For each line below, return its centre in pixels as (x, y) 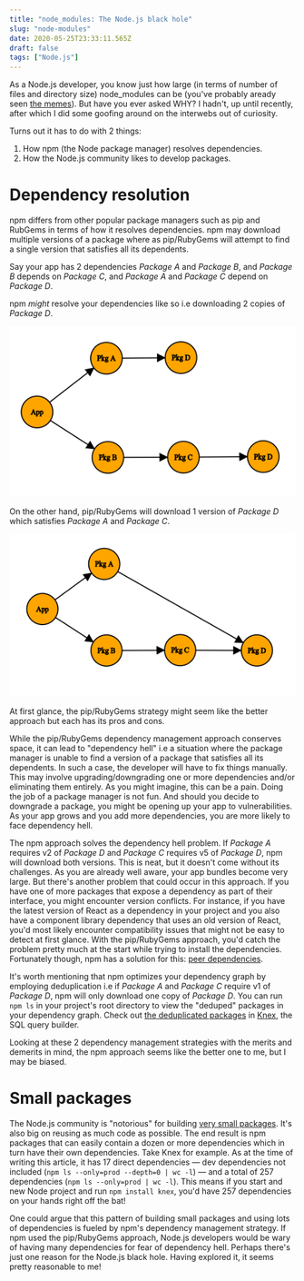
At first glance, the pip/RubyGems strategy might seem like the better (139, 711)
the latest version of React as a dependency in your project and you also (145, 910)
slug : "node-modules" (50, 29)
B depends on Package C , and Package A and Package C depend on (139, 276)
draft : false (34, 48)
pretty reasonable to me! (55, 1266)
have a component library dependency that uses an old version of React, (145, 920)
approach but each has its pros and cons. (87, 720)
